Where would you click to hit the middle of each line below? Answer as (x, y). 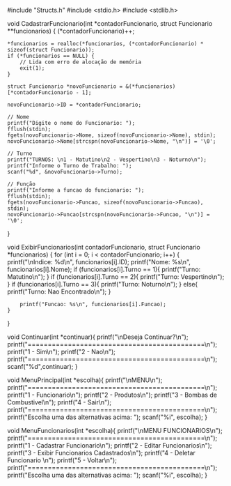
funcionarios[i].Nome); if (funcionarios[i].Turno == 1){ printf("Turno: (104, 269)
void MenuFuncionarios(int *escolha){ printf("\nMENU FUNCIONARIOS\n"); (115, 431)
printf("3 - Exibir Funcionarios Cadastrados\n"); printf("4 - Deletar (102, 453)
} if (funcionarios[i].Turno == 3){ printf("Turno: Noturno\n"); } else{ (103, 284)
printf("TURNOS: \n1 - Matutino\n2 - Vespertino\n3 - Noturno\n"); (107, 160)
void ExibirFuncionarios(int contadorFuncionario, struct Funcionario (104, 247)
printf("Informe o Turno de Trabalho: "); (70, 166)
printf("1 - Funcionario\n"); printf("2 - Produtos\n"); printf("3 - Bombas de (112, 395)
